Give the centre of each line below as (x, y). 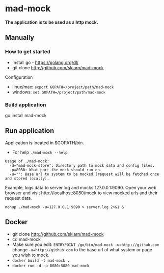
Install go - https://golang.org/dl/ (45, 62)
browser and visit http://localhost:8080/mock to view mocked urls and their (82, 193)
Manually (20, 38)
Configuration (19, 77)
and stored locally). (27, 178)
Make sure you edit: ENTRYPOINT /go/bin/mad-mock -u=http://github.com (86, 244)
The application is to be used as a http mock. (52, 22)
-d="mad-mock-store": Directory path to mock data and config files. (82, 165)
